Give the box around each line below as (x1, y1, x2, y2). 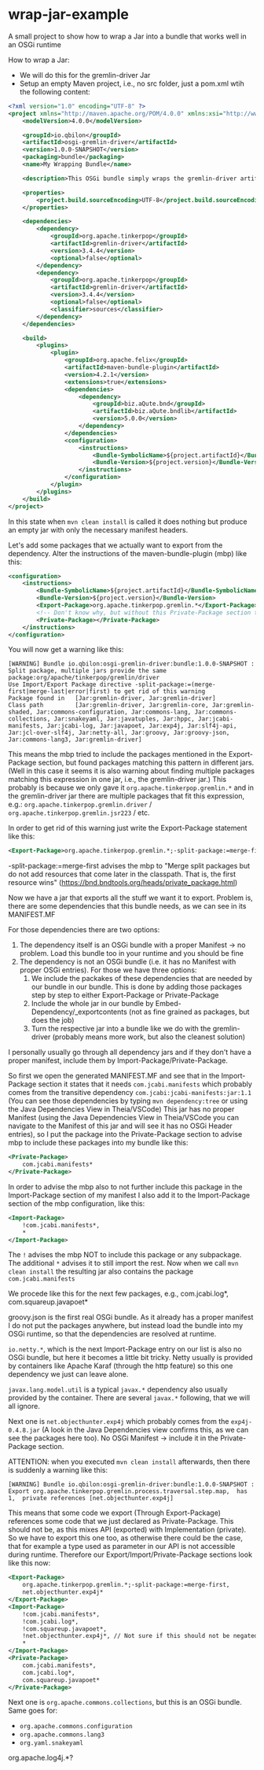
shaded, (8, 708, 34, 717)
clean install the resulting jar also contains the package (8, 1267, 194, 1276)
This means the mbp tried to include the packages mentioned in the (8, 750, 227, 759)
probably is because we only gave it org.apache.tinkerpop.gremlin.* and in (8, 783, 254, 792)
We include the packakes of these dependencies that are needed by (31, 974, 253, 983)
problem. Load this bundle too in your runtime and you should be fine (19, 949, 244, 958)
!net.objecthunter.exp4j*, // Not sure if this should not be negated (22, 1632, 258, 1640)
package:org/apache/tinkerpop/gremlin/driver (8, 674, 159, 682)
